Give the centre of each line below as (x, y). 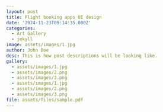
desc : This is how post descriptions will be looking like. (82, 56)
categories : (21, 28)
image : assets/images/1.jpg (41, 45)
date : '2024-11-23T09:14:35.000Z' (49, 23)
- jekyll (22, 39)
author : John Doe (28, 50)
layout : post (22, 12)
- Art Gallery (29, 34)
